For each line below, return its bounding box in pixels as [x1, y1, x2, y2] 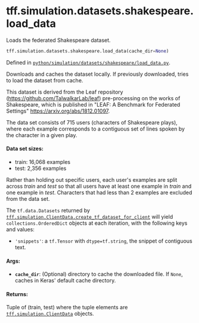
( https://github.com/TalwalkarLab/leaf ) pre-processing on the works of [6, 94, 181, 102]
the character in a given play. [6, 131, 77, 138]
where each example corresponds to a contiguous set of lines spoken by [6, 125, 185, 132]
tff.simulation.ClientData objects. [6, 310, 94, 317]
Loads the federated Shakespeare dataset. [6, 36, 111, 44]
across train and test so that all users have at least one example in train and [6, 183, 192, 190]
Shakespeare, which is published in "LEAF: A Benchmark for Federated [6, 101, 181, 108]
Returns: [6, 290, 29, 297]
